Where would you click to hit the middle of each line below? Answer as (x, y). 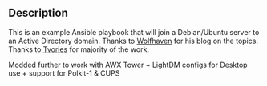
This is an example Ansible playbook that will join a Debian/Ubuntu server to (134, 32)
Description (38, 13)
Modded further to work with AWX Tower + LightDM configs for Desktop (128, 64)
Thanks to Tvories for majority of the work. (79, 49)
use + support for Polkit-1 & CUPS (64, 73)
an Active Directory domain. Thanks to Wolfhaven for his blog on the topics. (133, 41)
